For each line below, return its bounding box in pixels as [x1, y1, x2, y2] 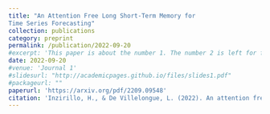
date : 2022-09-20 [8, 57, 67, 65]
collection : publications [8, 26, 95, 35]
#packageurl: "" [8, 79, 63, 87]
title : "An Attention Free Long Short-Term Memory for [8, 11, 196, 20]
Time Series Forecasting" [8, 19, 95, 27]
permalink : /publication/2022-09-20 [8, 42, 131, 50]
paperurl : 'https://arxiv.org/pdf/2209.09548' [8, 86, 167, 95]
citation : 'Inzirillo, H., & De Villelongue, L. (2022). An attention [8, 94, 250, 102]
